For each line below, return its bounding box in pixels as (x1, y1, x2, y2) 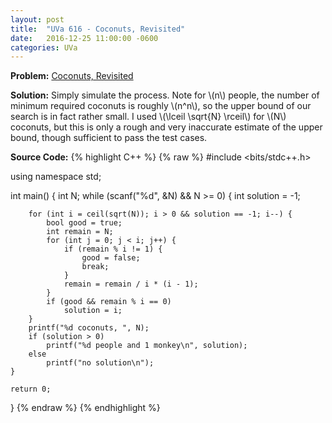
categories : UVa (10, 42, 78, 53)
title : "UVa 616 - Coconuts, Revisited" (10, 24, 186, 34)
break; (81, 262, 110, 272)
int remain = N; (46, 227, 114, 237)
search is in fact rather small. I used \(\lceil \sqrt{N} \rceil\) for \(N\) (10, 111, 287, 123)
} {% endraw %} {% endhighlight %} (10, 402, 161, 414)
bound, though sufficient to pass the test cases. (10, 132, 208, 144)
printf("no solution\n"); (46, 358, 155, 368)
